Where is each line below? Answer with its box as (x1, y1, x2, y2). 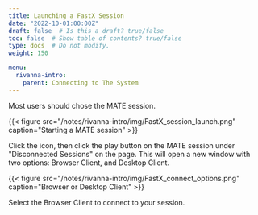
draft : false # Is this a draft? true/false (8, 27, 164, 35)
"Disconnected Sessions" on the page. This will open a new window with (8, 149, 251, 159)
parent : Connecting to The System (23, 78, 139, 87)
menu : (8, 64, 27, 72)
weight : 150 (8, 49, 48, 57)
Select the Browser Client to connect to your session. (8, 197, 185, 207)
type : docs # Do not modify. (8, 42, 110, 50)
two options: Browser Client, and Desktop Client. (8, 158, 170, 167)
